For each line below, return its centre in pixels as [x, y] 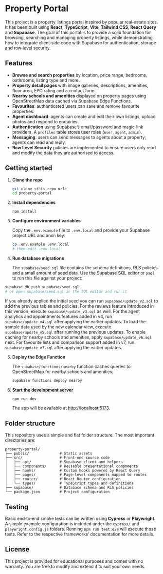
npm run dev [24, 399]
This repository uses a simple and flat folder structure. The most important [80, 435]
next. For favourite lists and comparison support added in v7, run [70, 342]
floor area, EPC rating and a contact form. [54, 90]
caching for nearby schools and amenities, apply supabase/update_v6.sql [78, 337]
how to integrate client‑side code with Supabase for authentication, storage [81, 42]
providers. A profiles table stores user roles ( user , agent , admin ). [77, 132]
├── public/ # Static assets [49, 454]
